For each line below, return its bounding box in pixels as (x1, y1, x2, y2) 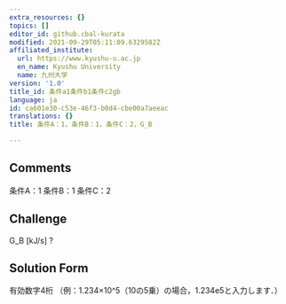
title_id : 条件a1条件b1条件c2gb (9, 87, 122, 96)
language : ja (9, 95, 58, 105)
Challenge (9, 212, 68, 227)
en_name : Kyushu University (17, 63, 122, 72)
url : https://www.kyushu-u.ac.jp (17, 54, 141, 63)
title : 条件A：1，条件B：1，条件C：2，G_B (9, 121, 153, 129)
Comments (9, 160, 72, 175)
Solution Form (9, 261, 89, 276)
